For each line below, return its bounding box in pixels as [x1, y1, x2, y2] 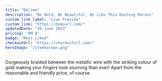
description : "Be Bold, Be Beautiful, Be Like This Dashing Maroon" [5, 12, 154, 17]
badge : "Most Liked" [5, 36, 49, 41]
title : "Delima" [5, 7, 40, 13]
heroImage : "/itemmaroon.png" [5, 45, 70, 50]
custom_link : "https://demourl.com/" [5, 21, 86, 27]
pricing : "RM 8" [5, 31, 40, 36]
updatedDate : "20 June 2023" [5, 26, 67, 31]
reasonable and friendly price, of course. [5, 69, 91, 76]
